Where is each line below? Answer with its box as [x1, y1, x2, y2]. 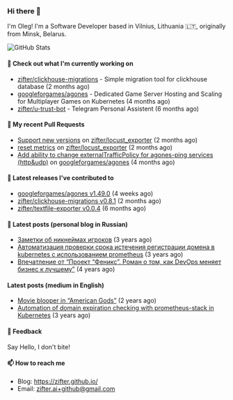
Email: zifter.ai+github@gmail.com [17, 384, 115, 392]
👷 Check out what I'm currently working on [7, 59, 134, 67]
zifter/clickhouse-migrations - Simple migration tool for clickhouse [17, 74, 207, 83]
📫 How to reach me [7, 359, 65, 367]
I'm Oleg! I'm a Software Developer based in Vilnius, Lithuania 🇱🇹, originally [7, 22, 226, 31]
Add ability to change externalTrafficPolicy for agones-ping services [17, 150, 214, 159]
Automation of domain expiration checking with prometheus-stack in [17, 304, 214, 312]
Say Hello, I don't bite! [7, 342, 71, 351]
